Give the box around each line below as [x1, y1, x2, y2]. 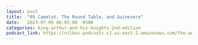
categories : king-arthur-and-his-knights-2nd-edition [6, 25, 141, 31]
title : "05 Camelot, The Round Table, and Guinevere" [6, 14, 144, 20]
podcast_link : [6, 30, 41, 36]
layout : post [6, 8, 38, 15]
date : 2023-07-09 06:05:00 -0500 [6, 19, 94, 25]
